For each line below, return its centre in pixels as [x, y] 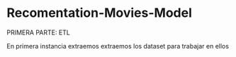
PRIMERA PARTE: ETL [38, 32]
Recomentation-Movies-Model [99, 13]
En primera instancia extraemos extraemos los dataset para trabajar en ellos [118, 46]
